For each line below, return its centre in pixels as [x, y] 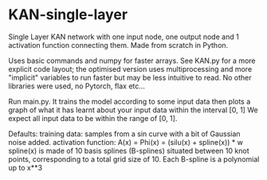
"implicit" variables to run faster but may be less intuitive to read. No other [130, 77]
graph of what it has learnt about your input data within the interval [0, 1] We [133, 110]
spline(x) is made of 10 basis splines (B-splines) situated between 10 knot [129, 151]
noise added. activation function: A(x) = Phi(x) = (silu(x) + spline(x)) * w [126, 142]
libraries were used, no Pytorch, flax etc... [77, 86]
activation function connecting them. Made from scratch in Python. [118, 45]
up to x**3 [25, 167]
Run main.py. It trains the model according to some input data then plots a [130, 101]
